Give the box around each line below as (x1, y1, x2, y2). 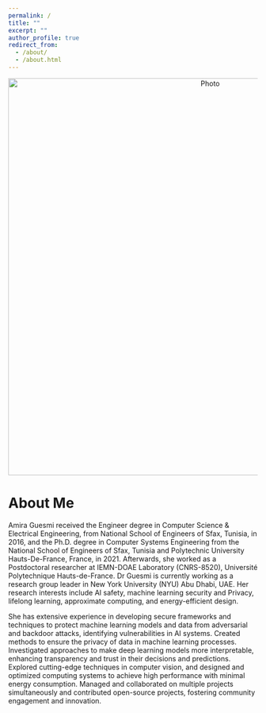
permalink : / (8, 11, 51, 20)
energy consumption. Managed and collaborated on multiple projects (8, 679, 234, 688)
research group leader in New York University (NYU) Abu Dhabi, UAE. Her (8, 579, 249, 588)
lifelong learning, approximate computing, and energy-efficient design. (8, 596, 239, 606)
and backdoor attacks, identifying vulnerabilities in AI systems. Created (8, 628, 241, 638)
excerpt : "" (8, 26, 47, 34)
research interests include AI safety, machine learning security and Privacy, (8, 588, 255, 597)
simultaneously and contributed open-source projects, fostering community (8, 688, 256, 697)
